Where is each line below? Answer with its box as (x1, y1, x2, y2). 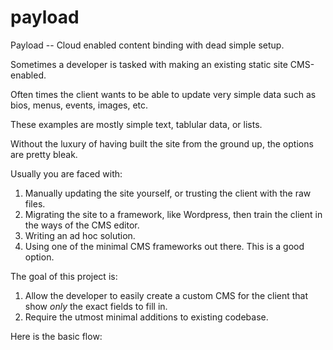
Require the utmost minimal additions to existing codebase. (24, 311, 269, 323)
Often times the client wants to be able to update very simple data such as (10, 88, 317, 100)
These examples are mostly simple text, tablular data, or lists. (10, 118, 263, 130)
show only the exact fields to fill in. (24, 300, 168, 312)
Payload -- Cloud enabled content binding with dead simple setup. (10, 39, 285, 51)
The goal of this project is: (10, 270, 118, 282)
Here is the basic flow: (10, 330, 103, 342)
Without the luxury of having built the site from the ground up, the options (10, 137, 314, 150)
